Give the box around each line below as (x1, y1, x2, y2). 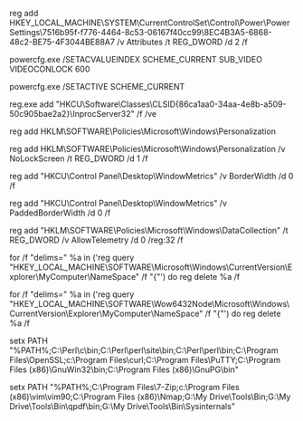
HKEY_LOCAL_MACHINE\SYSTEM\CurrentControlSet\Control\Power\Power (9, 17, 290, 28)
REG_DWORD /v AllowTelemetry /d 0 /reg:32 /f (9, 234, 184, 245)
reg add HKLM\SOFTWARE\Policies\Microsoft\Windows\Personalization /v (9, 144, 286, 154)
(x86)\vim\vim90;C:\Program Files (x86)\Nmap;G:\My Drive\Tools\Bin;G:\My (9, 391, 291, 402)
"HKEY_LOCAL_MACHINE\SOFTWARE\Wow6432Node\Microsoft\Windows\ (9, 299, 289, 309)
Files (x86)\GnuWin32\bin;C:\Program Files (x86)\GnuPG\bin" (9, 364, 240, 375)
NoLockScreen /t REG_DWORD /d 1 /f (9, 153, 148, 164)
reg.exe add (9, 99, 54, 110)
